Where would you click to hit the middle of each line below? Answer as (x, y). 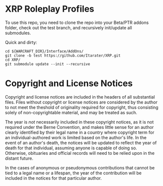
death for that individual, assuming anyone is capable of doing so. (71, 148)
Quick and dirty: (21, 42)
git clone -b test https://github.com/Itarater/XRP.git (63, 55)
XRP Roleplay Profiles (50, 9)
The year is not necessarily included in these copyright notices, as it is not (80, 122)
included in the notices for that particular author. (54, 178)
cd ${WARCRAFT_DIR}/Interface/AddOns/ (44, 51)
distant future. (19, 158)
